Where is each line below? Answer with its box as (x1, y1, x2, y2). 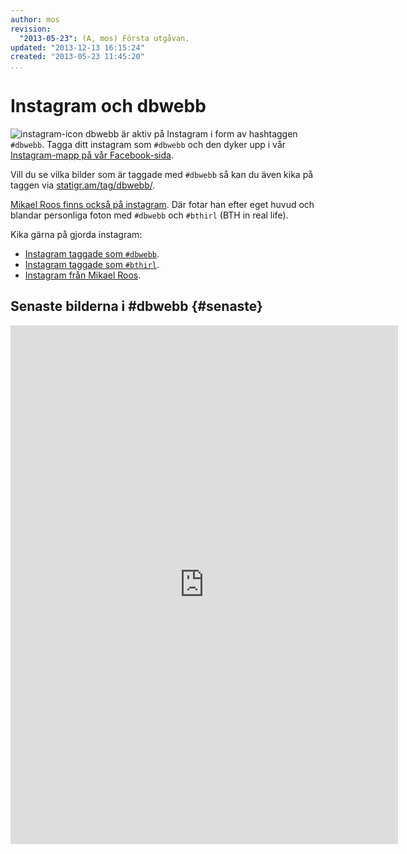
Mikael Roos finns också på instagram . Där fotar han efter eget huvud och (10, 199, 315, 211)
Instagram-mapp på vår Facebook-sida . (10, 149, 174, 161)
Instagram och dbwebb (10, 95, 207, 118)
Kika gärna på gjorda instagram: (10, 229, 143, 241)
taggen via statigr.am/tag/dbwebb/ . (10, 179, 156, 191)
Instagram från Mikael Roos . (24, 269, 142, 281)
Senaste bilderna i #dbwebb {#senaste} (10, 298, 263, 315)
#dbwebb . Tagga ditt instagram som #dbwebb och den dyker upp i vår (10, 139, 287, 151)
